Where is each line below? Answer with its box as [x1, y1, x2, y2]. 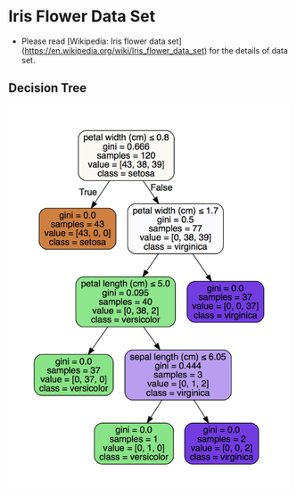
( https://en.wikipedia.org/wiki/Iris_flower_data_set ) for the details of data [21, 45, 289, 55]
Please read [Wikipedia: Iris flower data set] [21, 36, 182, 46]
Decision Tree [8, 80, 87, 95]
